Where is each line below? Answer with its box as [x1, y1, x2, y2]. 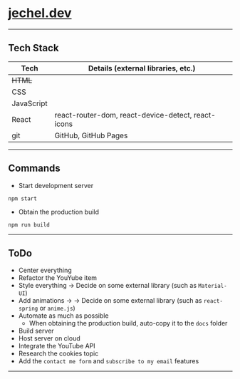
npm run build [8, 221, 51, 229]
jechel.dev [8, 5, 72, 21]
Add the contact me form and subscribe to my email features [18, 357, 199, 365]
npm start [8, 194, 38, 202]
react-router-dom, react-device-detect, [54, 110, 192, 120]
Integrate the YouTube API [18, 342, 95, 351]
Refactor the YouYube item [18, 274, 98, 282]
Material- [197, 283, 227, 290]
